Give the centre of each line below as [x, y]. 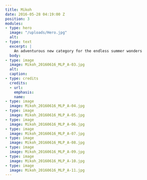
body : [15, 55]
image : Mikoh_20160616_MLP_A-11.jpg [47, 170]
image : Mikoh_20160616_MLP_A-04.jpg [47, 106]
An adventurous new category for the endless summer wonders [78, 51]
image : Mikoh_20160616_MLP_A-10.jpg [47, 161]
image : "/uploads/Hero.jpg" [38, 33]
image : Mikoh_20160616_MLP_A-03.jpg [47, 65]
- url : [16, 88]
